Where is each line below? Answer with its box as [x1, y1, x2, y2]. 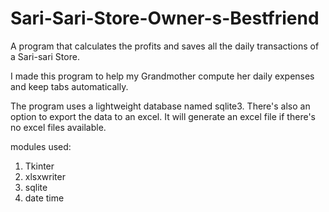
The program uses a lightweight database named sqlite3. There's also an [10, 100, 311, 112]
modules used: [10, 140, 72, 152]
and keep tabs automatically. [10, 80, 129, 92]
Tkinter [24, 160, 55, 172]
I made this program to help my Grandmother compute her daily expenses [10, 70, 315, 82]
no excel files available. [10, 121, 107, 133]
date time [24, 192, 65, 204]
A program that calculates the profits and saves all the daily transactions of [10, 40, 320, 52]
